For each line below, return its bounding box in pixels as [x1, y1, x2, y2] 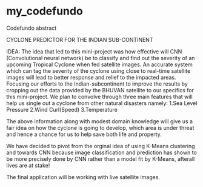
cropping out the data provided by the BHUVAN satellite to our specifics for [6, 86, 194, 93]
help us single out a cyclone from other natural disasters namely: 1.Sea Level [6, 99, 198, 107]
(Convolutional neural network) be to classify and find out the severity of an [6, 54, 195, 61]
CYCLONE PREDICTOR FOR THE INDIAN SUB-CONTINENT [6, 36, 153, 43]
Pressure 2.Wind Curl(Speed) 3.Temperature [6, 106, 118, 113]
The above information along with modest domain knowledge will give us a [6, 117, 193, 125]
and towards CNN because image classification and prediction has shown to [6, 149, 197, 156]
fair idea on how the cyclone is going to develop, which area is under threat [6, 124, 195, 131]
